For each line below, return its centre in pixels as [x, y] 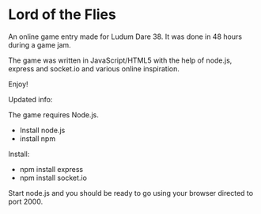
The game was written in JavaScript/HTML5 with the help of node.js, [120, 60]
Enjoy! [19, 84]
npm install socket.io [53, 178]
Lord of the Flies [62, 15]
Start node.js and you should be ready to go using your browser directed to [131, 193]
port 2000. [26, 201]
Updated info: [30, 99]
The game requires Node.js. [53, 115]
